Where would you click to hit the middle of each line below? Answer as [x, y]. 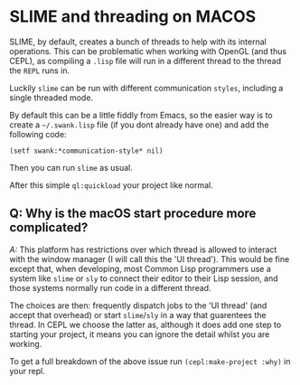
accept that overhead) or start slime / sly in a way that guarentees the [138, 315]
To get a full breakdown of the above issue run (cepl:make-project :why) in [150, 361]
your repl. [27, 371]
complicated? [49, 228]
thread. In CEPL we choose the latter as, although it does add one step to [145, 324]
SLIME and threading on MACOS [133, 17]
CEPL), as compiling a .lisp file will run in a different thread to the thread [145, 61]
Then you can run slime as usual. [71, 167]
